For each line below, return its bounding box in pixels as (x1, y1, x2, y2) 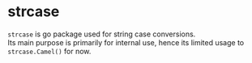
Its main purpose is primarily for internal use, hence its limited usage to (7, 37, 245, 47)
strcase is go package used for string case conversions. (7, 29, 196, 39)
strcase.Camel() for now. (7, 46, 92, 56)
